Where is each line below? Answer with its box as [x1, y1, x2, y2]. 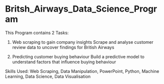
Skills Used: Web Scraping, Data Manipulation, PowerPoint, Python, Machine [5, 68, 160, 74]
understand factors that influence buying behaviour [12, 59, 117, 65]
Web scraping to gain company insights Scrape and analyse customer [12, 39, 154, 45]
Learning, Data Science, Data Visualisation [5, 73, 91, 79]
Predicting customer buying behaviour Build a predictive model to [12, 53, 145, 59]
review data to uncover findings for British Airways [12, 44, 115, 50]
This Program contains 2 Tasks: [5, 30, 69, 35]
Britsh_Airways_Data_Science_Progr [5, 3, 158, 15]
